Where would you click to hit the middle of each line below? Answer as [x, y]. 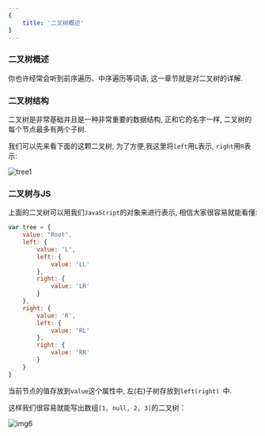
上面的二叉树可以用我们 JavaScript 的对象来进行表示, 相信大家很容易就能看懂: [133, 212]
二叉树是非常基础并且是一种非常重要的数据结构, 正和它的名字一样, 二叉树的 [130, 119]
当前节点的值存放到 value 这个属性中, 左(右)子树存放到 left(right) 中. [120, 391]
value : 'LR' [70, 286]
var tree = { [30, 227]
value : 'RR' [70, 353]
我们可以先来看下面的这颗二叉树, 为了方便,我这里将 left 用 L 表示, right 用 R [126, 146]
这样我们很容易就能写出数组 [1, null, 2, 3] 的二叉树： [97, 408]
